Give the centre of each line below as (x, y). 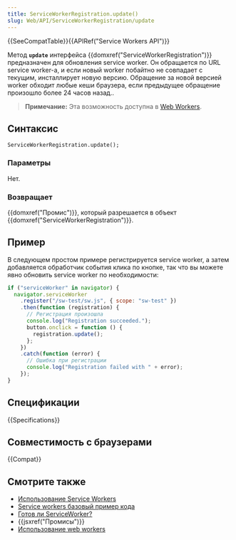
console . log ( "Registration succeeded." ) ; (89, 321)
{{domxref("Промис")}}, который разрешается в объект (92, 212)
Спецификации (43, 403)
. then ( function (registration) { (70, 308)
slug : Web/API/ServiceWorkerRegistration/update (81, 21)
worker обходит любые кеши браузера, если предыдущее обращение (114, 85)
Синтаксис (33, 129)
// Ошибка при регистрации (66, 360)
